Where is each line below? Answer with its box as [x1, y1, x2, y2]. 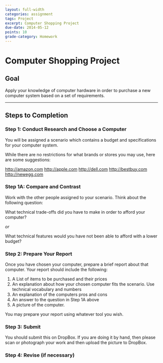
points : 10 [5, 30, 27, 35]
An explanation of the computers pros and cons [12, 291, 108, 297]
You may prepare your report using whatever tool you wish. [5, 311, 124, 317]
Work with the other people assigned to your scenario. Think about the [5, 194, 147, 200]
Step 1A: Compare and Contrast [5, 183, 81, 190]
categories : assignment [5, 12, 53, 17]
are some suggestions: [5, 157, 51, 163]
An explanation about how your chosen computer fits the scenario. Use [12, 281, 155, 287]
